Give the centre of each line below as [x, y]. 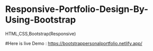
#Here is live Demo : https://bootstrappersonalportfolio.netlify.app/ [74, 43]
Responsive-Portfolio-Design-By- [77, 9]
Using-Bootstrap [40, 20]
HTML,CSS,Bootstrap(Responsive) [40, 33]
